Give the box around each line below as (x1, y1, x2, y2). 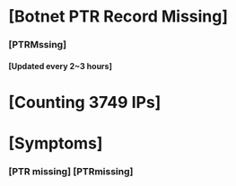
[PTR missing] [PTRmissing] (8, 165, 134, 177)
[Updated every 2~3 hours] (8, 60, 113, 71)
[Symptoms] (8, 133, 103, 154)
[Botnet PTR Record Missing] (8, 6, 229, 27)
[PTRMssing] (8, 39, 67, 51)
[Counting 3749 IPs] (8, 92, 162, 112)
